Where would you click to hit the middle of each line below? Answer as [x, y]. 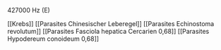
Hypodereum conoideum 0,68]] [53, 39]
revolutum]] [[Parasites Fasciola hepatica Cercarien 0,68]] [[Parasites [108, 31]
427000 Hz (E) [29, 10]
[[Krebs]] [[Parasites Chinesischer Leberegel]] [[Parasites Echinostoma [111, 24]
